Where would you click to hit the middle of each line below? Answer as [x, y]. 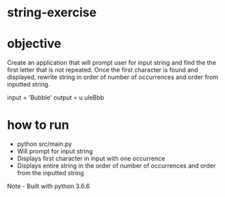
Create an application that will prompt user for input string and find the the [112, 63]
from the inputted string [50, 173]
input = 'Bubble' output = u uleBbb [56, 97]
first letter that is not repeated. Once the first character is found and [103, 70]
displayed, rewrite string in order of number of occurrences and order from [113, 77]
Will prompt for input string [55, 151]
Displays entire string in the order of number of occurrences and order [116, 166]
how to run [38, 125]
